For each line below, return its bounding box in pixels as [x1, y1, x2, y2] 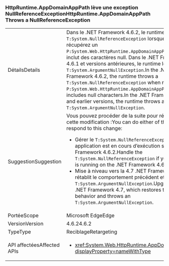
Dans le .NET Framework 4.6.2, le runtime [66, 29, 165, 36]
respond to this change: [66, 125, 122, 132]
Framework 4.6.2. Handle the [74, 149, 143, 156]
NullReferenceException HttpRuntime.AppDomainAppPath [5, 10, 151, 17]
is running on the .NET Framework [74, 161, 155, 168]
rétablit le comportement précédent [74, 174, 159, 181]
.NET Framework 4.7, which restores [74, 186, 161, 193]
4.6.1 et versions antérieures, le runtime [66, 60, 161, 67]
